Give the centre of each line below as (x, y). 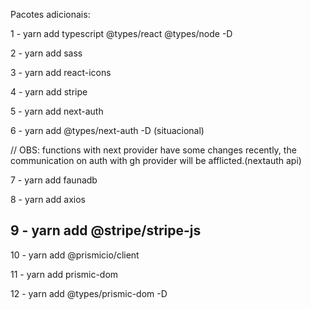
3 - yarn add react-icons (61, 72)
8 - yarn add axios (48, 199)
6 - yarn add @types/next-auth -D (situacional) (107, 130)
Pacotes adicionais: (50, 14)
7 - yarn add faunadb (54, 180)
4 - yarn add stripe (49, 92)
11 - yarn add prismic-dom (64, 274)
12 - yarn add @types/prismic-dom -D (89, 293)
